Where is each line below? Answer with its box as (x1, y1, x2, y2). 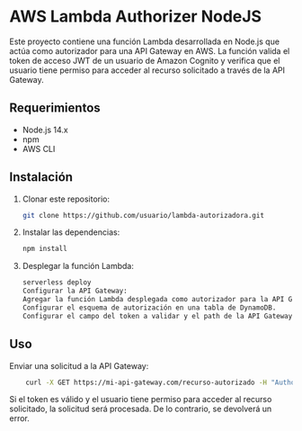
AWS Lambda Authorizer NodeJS (9, 6, 262, 27)
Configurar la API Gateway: (22, 286, 128, 296)
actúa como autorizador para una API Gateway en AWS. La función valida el (9, 45, 290, 56)
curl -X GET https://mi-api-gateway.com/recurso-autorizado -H (25, 378, 268, 387)
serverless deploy (22, 278, 92, 287)
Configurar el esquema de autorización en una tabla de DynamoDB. (22, 303, 277, 312)
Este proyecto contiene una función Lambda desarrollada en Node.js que (9, 36, 280, 47)
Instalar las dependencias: (22, 227, 120, 238)
